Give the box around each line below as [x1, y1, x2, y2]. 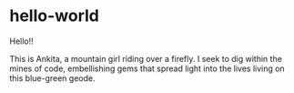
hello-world [9, 5, 100, 26]
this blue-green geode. [9, 72, 96, 83]
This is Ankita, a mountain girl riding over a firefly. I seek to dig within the [9, 53, 282, 64]
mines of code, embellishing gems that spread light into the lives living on [9, 63, 285, 74]
